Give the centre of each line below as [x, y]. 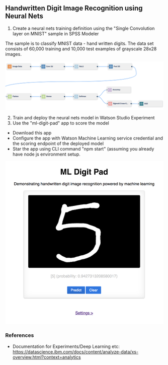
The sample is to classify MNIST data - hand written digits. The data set [79, 43]
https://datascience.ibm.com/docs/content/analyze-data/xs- [75, 351]
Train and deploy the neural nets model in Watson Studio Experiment [83, 117]
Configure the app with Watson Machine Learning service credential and [88, 138]
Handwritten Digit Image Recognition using [74, 8]
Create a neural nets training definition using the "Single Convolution [83, 28]
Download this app [32, 132]
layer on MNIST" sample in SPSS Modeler [56, 33]
